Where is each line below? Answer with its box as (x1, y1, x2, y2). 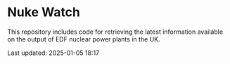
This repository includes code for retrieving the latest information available (7, 27, 224, 36)
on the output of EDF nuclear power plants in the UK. (7, 34, 160, 43)
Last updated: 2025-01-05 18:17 (7, 49, 100, 57)
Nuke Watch (7, 4, 81, 20)
